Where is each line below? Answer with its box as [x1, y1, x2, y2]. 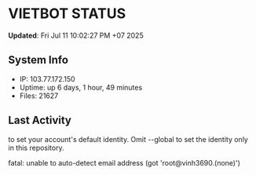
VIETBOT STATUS [8, 5, 126, 23]
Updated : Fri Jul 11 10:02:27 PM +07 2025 [8, 31, 144, 40]
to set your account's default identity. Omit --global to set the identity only [8, 134, 249, 144]
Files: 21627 [19, 91, 59, 100]
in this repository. [8, 143, 64, 152]
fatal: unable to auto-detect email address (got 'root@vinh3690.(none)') [8, 158, 241, 167]
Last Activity [8, 114, 72, 127]
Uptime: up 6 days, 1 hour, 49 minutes [19, 82, 143, 92]
